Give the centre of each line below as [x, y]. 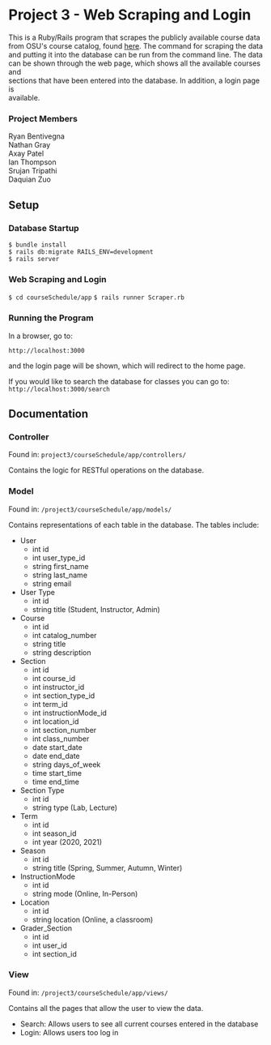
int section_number [64, 730]
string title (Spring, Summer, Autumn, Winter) [107, 867]
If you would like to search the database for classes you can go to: [119, 381]
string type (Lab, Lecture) [75, 807]
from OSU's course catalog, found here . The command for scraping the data [136, 45]
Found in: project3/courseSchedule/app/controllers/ [97, 455]
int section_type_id [64, 696]
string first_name [60, 566]
